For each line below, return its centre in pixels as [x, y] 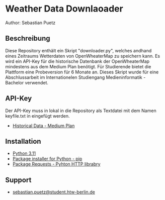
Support [18, 180]
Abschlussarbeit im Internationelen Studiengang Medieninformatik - [75, 77]
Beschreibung [28, 38]
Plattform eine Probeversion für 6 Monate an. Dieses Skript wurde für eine [82, 72]
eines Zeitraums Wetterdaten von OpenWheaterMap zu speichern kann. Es [82, 56]
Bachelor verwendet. [27, 82]
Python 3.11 [24, 153]
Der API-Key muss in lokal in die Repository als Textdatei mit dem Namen [81, 111]
